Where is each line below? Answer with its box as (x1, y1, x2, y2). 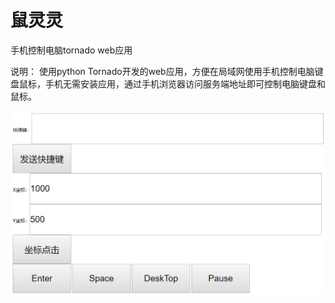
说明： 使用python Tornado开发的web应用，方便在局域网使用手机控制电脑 (10, 65, 315, 77)
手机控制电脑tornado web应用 (10, 44, 133, 56)
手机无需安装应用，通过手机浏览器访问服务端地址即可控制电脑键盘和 (44, 77, 326, 90)
